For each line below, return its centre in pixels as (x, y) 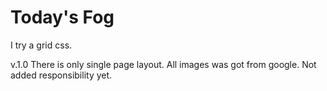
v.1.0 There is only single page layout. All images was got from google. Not (163, 64)
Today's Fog (62, 17)
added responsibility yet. (61, 75)
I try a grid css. (41, 45)
